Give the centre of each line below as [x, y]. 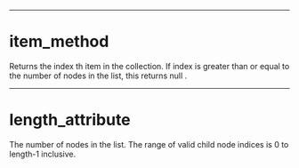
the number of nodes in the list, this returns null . [98, 76]
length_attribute [70, 120]
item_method [59, 42]
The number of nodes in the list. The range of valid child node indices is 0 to [149, 144]
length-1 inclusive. [43, 154]
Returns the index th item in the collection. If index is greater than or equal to [149, 66]
